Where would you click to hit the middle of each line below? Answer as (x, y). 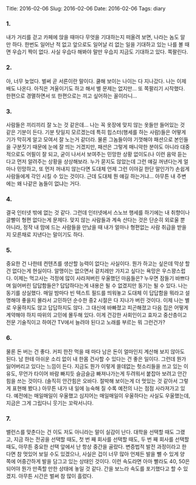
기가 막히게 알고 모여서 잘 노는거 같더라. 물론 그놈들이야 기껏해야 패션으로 (90, 139)
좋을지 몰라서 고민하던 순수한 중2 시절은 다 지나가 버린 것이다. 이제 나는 (102, 300)
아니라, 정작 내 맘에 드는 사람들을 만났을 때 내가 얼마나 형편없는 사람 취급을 (91, 227)
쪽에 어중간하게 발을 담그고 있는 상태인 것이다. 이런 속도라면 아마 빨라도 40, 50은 (98, 462)
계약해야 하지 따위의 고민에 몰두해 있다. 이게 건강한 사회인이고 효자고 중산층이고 (97, 315)
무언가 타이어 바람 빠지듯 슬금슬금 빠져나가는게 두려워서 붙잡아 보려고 (97, 373)
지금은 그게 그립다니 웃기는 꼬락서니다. (50, 403)
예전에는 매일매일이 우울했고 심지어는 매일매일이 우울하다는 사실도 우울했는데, (102, 395)
